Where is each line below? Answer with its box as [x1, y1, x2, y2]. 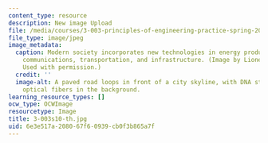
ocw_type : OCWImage [8, 100, 73, 108]
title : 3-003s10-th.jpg [8, 115, 88, 123]
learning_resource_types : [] [8, 93, 105, 101]
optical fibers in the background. [22, 85, 141, 94]
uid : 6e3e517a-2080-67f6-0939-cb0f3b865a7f [8, 122, 156, 130]
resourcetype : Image [8, 108, 77, 116]
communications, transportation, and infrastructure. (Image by [22, 56, 241, 64]
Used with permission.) [22, 64, 102, 71]
